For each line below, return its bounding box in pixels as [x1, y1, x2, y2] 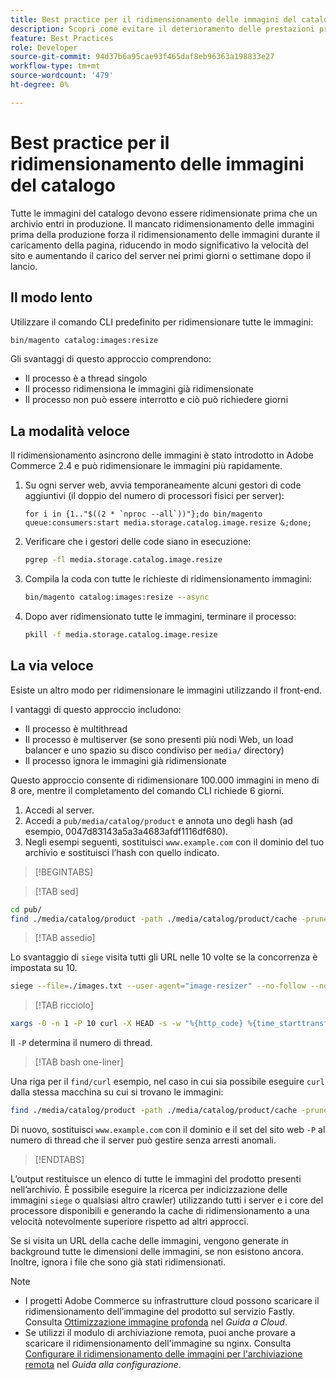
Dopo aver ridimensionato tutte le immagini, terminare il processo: [24, 610, 297, 622]
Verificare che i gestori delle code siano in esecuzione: [24, 536, 252, 548]
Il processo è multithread [24, 722, 128, 735]
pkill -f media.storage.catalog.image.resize [24, 629, 218, 640]
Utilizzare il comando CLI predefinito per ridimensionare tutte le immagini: [10, 316, 314, 328]
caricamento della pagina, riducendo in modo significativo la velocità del [10, 239, 309, 251]
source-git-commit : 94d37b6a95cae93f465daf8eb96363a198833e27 [10, 52, 275, 62]
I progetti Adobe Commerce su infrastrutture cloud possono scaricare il [24, 1295, 320, 1306]
